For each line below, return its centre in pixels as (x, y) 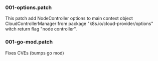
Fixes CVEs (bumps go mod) (35, 53)
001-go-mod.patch (29, 42)
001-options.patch (28, 7)
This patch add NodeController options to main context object (69, 18)
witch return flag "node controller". (41, 29)
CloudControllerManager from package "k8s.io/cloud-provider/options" (79, 23)
